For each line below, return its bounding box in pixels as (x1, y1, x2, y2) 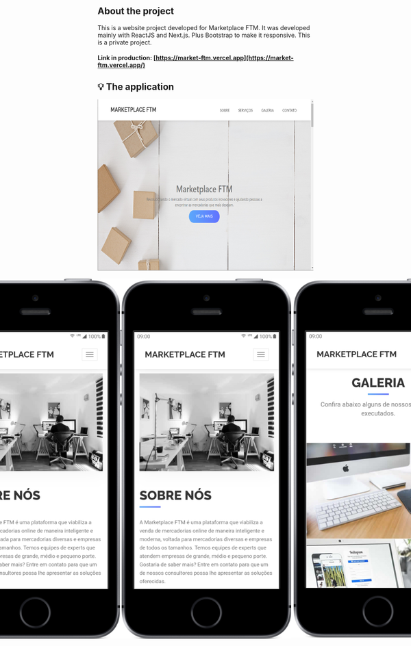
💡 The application (97, 81, 175, 92)
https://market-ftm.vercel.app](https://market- (155, 54, 294, 62)
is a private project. (97, 38, 152, 47)
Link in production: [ (97, 54, 156, 62)
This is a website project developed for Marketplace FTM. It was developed (97, 23, 310, 31)
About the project (97, 5, 175, 17)
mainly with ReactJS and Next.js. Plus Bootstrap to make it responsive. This (97, 31, 311, 39)
